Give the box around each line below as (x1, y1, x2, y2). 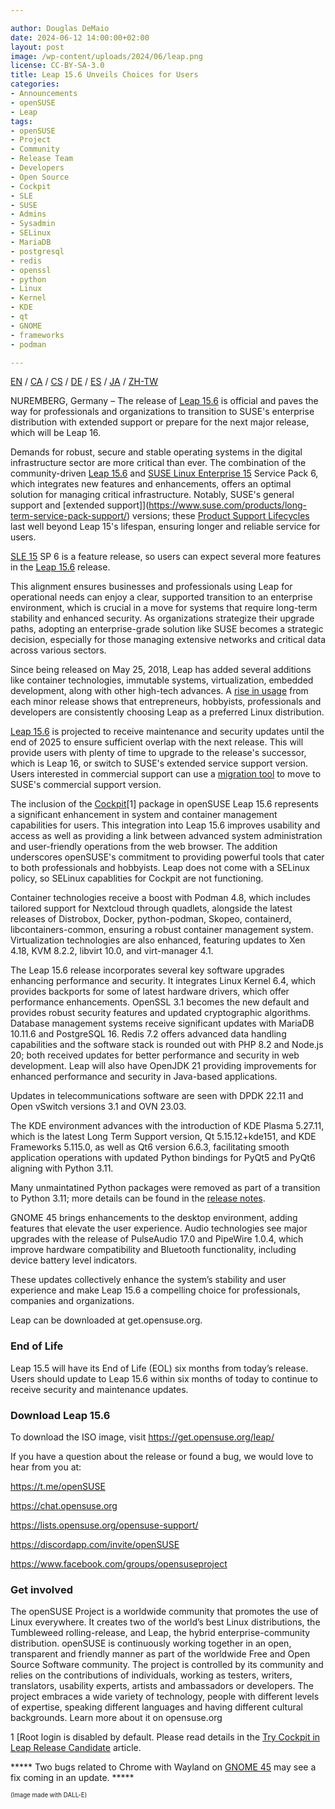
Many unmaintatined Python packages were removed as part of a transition (10, 1182, 321, 1194)
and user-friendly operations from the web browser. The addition (10, 841, 278, 853)
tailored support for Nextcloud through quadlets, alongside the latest (10, 902, 293, 915)
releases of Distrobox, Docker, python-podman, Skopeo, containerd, (10, 913, 292, 925)
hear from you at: (10, 1461, 82, 1473)
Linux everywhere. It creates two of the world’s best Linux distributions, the (10, 1616, 321, 1628)
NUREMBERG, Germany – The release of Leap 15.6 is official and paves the (10, 395, 319, 407)
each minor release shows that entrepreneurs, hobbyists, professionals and (10, 696, 322, 708)
